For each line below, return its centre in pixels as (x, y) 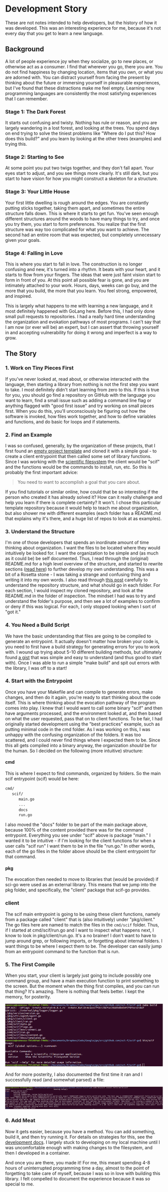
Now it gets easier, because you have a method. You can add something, (80, 1131)
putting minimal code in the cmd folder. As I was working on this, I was (78, 729)
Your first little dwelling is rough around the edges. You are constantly (77, 203)
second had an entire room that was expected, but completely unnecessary (83, 235)
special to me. (19, 1184)
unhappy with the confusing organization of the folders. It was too (73, 735)
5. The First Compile (30, 964)
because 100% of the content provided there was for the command (74, 830)
